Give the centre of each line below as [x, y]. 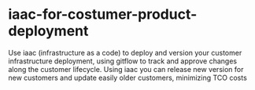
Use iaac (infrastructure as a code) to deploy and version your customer [125, 52]
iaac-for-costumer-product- [103, 14]
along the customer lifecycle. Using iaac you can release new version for [126, 69]
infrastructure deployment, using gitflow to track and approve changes [123, 61]
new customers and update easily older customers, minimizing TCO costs [128, 77]
